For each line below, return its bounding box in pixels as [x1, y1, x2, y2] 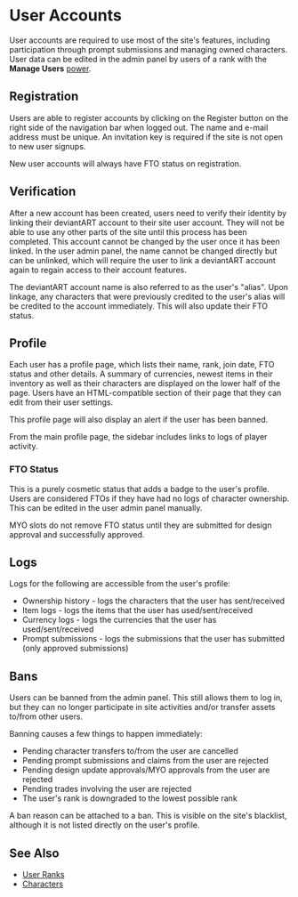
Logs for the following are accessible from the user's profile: [9, 578, 231, 589]
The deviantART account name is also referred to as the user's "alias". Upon [9, 281, 289, 292]
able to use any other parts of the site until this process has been [9, 226, 247, 237]
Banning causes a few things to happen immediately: [9, 729, 203, 739]
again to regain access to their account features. [9, 264, 187, 275]
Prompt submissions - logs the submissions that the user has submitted [21, 634, 286, 644]
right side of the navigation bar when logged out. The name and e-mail [9, 122, 269, 133]
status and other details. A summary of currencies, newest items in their [9, 368, 273, 379]
